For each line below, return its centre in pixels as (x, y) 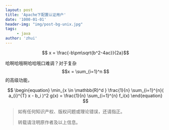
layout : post (19, 10)
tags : (11, 29)
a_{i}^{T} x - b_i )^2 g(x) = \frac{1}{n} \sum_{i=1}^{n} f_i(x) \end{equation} (86, 95)
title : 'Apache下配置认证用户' (36, 15)
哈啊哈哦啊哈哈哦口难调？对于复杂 (41, 63)
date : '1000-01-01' (26, 19)
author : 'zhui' (21, 39)
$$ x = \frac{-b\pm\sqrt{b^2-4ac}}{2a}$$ (86, 53)
